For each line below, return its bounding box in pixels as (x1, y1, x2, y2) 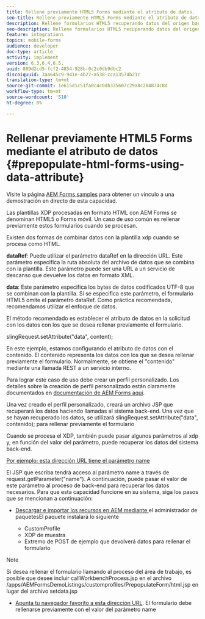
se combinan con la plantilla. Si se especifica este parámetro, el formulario (6, 289, 194, 297)
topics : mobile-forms (6, 37, 62, 43)
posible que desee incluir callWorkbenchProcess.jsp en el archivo (6, 574, 172, 582)
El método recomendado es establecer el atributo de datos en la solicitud (6, 314, 190, 322)
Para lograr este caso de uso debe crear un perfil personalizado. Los (6, 376, 179, 383)
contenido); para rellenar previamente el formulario (6, 420, 135, 427)
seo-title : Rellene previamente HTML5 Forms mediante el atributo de (6, 15, 187, 21)
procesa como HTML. (6, 240, 61, 247)
